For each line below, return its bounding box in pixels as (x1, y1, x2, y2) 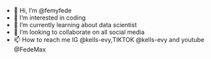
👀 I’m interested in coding (13, 14, 86, 22)
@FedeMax (13, 45, 47, 54)
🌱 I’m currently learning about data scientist (13, 21, 137, 28)
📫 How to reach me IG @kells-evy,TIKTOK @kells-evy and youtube (13, 36, 205, 43)
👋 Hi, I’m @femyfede (13, 7, 72, 14)
